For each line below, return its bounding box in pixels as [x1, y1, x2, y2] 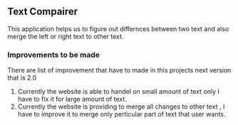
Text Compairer [7, 6, 78, 18]
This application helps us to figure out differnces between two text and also [7, 24, 229, 33]
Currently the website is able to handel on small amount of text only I [17, 87, 219, 96]
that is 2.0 [7, 74, 37, 82]
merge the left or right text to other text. [7, 32, 124, 40]
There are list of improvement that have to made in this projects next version [7, 66, 232, 75]
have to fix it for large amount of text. [17, 95, 127, 104]
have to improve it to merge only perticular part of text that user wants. [17, 110, 226, 119]
